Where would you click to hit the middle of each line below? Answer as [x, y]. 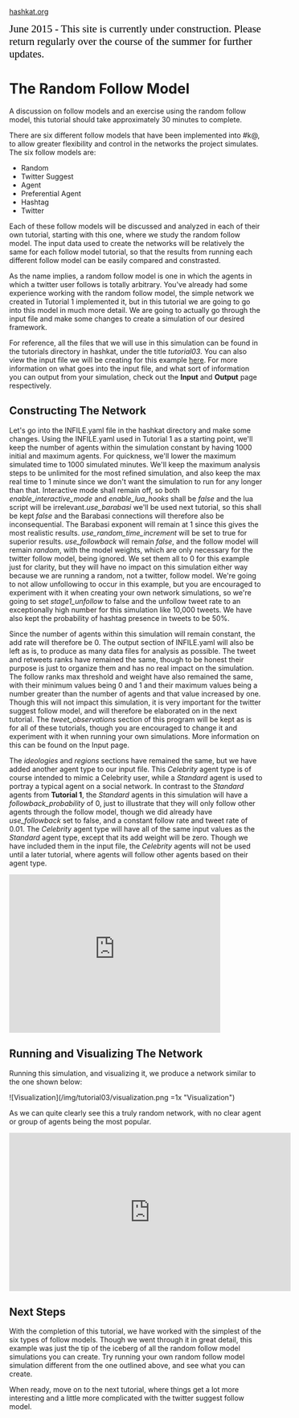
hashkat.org [29, 12]
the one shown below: [46, 1082]
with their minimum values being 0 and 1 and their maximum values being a [133, 685]
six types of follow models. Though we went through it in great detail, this [131, 1340]
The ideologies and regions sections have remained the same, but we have [133, 760]
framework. [28, 327]
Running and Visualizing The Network [106, 1054]
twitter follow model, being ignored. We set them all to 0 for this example [129, 558]
